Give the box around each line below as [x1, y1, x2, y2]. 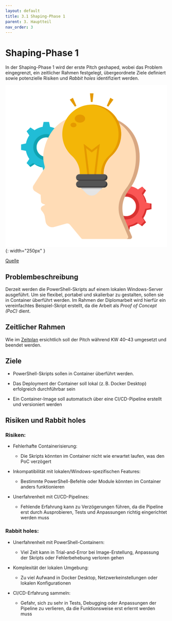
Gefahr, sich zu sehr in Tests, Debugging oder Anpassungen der [20, 599, 157, 606]
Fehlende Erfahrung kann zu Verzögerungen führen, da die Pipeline [20, 503, 163, 510]
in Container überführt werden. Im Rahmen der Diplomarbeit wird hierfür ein [5, 297, 166, 303]
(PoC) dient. [5, 308, 31, 314]
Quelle [5, 258, 20, 264]
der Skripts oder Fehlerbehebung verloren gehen [20, 554, 124, 560]
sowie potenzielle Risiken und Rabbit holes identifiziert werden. [5, 75, 140, 82]
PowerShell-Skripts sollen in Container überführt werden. [12, 370, 135, 377]
